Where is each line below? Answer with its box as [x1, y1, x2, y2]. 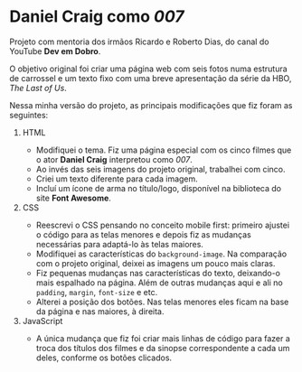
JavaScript [22, 315, 63, 326]
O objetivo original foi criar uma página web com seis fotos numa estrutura [9, 63, 288, 74]
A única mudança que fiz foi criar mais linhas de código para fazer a [35, 332, 291, 344]
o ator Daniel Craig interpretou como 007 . [35, 153, 193, 164]
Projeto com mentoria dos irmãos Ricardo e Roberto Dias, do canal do [9, 36, 269, 47]
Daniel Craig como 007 [9, 6, 184, 27]
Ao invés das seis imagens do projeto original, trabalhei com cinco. [35, 163, 287, 174]
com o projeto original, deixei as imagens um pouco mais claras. [35, 257, 276, 268]
